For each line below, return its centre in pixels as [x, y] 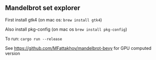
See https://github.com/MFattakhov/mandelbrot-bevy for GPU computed [78, 48]
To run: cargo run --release [34, 39]
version [13, 53]
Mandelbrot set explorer [43, 8]
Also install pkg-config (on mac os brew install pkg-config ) [66, 29]
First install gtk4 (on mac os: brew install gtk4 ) [54, 20]
